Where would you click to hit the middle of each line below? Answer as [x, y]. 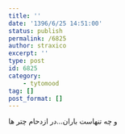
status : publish [35, 31]
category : [25, 76]
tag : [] [21, 91]
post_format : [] [35, 98]
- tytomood [41, 83]
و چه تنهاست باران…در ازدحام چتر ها [63, 121]
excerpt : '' [28, 53]
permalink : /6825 [37, 38]
